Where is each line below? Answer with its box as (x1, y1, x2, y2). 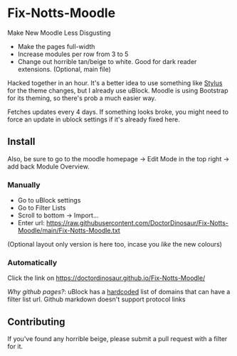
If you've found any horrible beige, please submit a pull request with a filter (7, 335, 228, 343)
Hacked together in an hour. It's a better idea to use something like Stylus (7, 78, 223, 87)
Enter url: (17, 219, 45, 227)
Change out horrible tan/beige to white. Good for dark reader (17, 57, 197, 65)
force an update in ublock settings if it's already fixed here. (7, 115, 180, 124)
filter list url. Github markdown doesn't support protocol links (7, 295, 186, 303)
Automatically (7, 257, 58, 267)
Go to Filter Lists (17, 204, 66, 212)
